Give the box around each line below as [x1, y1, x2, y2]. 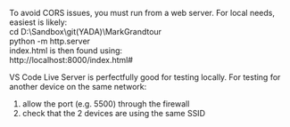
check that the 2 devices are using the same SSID [21, 108, 205, 118]
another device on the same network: [9, 82, 147, 91]
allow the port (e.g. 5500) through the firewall [21, 99, 190, 109]
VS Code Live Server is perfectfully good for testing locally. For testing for [9, 72, 281, 83]
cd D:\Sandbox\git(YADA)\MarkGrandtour [9, 27, 162, 36]
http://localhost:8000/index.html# [9, 55, 134, 65]
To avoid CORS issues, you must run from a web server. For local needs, [9, 8, 275, 18]
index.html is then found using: [9, 45, 123, 56]
